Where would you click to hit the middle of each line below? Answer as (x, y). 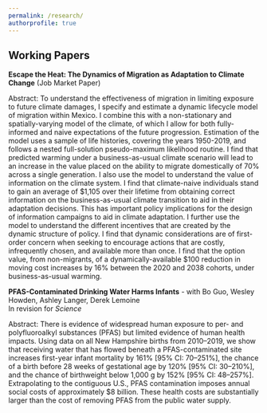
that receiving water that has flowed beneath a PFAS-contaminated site (125, 350)
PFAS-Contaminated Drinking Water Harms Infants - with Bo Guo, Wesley (132, 292)
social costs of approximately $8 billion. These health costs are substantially (133, 392)
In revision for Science (45, 309)
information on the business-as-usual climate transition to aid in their (122, 200)
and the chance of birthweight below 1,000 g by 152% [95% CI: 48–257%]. (131, 375)
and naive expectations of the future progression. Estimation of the (149, 132)
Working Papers (49, 55)
